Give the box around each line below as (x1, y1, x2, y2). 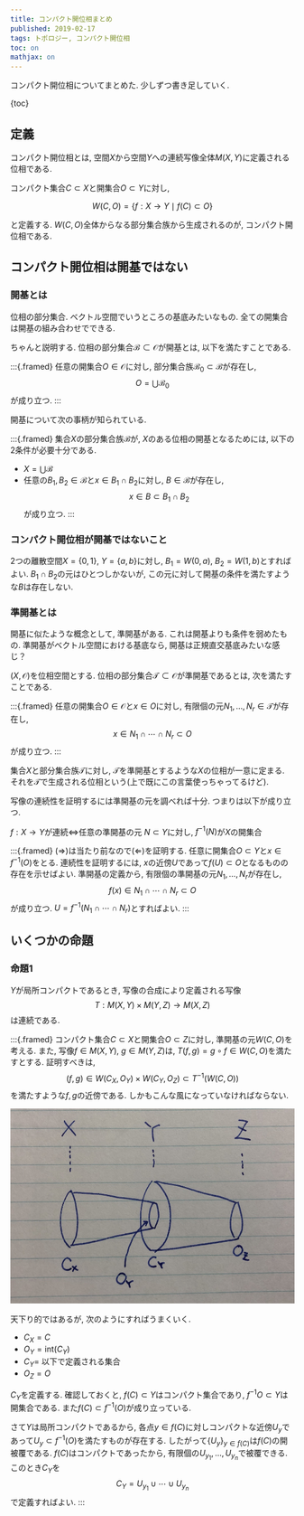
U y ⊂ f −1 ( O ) (33, 1433, 78, 1448)
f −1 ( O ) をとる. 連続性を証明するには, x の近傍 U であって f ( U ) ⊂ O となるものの (10, 855, 290, 868)
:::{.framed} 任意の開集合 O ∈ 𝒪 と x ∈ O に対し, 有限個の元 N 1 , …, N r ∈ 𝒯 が (10, 701, 281, 713)
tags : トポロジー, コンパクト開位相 (10, 33, 130, 42)
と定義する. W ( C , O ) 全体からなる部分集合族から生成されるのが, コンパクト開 (10, 219, 294, 230)
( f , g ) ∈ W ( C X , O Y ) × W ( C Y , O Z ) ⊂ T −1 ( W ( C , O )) (65, 1071, 240, 1086)
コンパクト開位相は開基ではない (10, 259, 189, 275)
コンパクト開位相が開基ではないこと (10, 533, 168, 546)
